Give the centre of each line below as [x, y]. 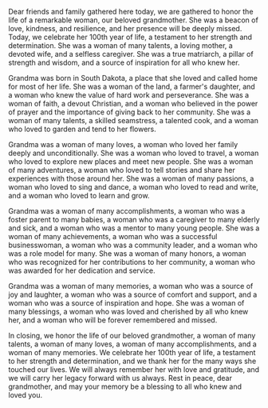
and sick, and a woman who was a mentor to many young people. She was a [134, 228]
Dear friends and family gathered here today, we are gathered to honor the [131, 12]
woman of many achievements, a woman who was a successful [113, 236]
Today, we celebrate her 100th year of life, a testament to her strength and [130, 37]
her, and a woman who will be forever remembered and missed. [113, 320]
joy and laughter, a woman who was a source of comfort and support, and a [133, 294]
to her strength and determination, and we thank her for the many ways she [132, 361]
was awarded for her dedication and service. [82, 270]
